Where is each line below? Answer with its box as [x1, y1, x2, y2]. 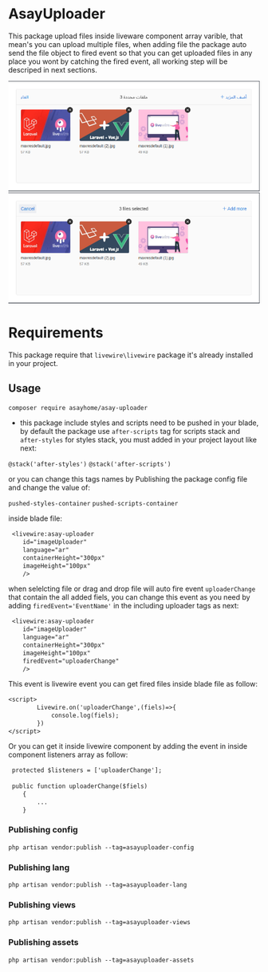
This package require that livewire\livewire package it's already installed [8, 350, 254, 360]
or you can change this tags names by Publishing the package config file [8, 474, 248, 483]
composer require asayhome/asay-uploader [8, 403, 148, 411]
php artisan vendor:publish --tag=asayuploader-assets [8, 956, 195, 964]
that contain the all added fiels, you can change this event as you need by [8, 592, 250, 602]
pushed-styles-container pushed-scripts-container [8, 499, 179, 507]
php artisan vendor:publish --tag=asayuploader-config [8, 843, 195, 852]
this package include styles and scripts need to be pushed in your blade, [19, 418, 259, 427]
